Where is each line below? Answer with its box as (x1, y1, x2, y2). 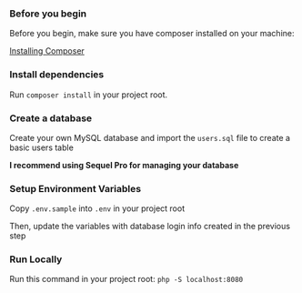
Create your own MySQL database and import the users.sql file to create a (9, 132, 291, 143)
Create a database (9, 112, 93, 125)
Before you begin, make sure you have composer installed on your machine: (9, 28, 295, 39)
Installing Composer (9, 45, 85, 56)
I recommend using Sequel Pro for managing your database (9, 159, 239, 170)
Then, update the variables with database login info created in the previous (9, 221, 291, 232)
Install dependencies (9, 68, 105, 81)
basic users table (9, 142, 75, 153)
